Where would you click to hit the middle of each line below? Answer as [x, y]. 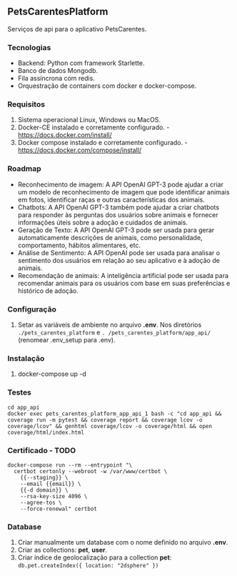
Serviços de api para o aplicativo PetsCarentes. [77, 29]
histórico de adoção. [48, 291]
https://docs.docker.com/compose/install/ [79, 150]
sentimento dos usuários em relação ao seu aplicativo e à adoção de [118, 260]
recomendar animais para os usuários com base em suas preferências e [124, 283]
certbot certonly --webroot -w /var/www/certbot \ [91, 471]
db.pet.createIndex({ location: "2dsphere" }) [88, 566]
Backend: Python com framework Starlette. [81, 63]
